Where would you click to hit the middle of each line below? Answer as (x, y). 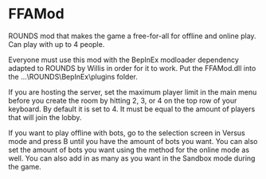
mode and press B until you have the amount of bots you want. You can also (133, 141)
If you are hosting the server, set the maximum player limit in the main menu (133, 91)
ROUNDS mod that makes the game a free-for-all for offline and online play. (132, 36)
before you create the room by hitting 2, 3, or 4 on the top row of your (123, 100)
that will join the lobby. (45, 117)
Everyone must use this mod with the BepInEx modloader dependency (123, 60)
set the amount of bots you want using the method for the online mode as (129, 150)
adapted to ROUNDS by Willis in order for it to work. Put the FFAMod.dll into (132, 68)
